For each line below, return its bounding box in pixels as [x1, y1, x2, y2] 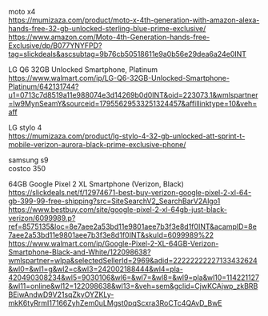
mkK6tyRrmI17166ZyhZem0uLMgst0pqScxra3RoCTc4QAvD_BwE [8, 298, 222, 307]
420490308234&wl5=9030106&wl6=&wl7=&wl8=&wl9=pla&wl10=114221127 [8, 273, 260, 282]
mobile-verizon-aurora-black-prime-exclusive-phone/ [8, 140, 186, 149]
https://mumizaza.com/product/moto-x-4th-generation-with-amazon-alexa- [8, 15, 260, 25]
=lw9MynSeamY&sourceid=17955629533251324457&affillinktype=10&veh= [8, 99, 258, 108]
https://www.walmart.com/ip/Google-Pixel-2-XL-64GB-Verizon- [8, 239, 219, 248]
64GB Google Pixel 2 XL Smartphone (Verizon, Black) [8, 179, 184, 189]
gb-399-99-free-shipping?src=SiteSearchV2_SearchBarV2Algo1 [8, 196, 221, 206]
